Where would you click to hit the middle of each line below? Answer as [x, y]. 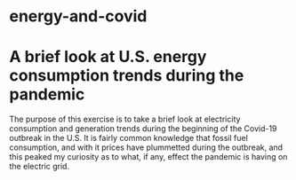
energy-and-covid [78, 16]
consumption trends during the [127, 76]
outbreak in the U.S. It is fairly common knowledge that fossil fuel [129, 138]
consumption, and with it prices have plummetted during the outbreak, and [146, 147]
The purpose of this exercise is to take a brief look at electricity [125, 119]
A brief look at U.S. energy [108, 57]
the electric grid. [39, 167]
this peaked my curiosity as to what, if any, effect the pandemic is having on [148, 157]
